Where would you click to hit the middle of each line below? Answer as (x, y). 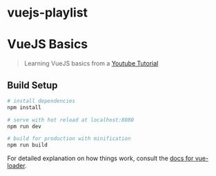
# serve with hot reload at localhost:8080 (71, 120)
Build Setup (32, 85)
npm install (24, 107)
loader (16, 166)
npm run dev (24, 126)
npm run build (28, 145)
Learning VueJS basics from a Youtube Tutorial (91, 63)
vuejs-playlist (48, 13)
